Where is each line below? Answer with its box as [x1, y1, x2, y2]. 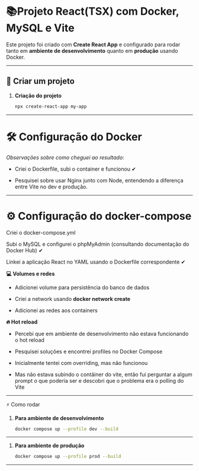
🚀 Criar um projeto [6, 76, 75, 86]
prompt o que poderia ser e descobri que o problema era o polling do [14, 377, 184, 384]
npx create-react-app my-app [14, 103, 87, 110]
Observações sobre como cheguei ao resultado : [6, 153, 124, 161]
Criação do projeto [14, 92, 62, 99]
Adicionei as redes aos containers [14, 306, 98, 314]
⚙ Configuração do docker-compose [6, 209, 192, 223]
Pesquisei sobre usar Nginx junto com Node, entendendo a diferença [14, 177, 184, 184]
